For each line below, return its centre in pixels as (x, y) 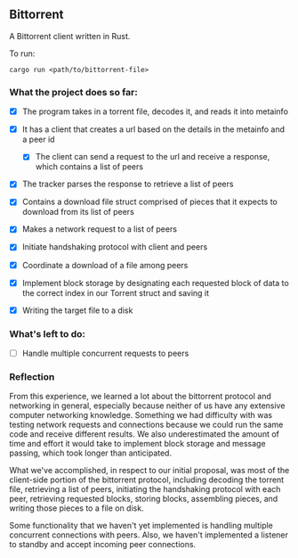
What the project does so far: (73, 92)
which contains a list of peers (89, 167)
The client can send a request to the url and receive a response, (153, 157)
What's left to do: (48, 333)
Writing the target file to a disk (77, 310)
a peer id (38, 139)
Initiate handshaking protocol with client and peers (115, 247)
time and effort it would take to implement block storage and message (137, 444)
